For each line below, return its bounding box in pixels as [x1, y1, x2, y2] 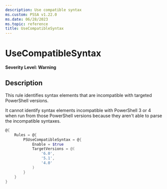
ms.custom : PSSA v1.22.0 [5, 12, 57, 17]
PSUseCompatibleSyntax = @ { [23, 137, 82, 142]
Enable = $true [32, 142, 64, 147]
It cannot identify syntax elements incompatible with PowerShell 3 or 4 [5, 107, 151, 113]
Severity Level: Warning [5, 64, 57, 70]
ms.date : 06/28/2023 [5, 17, 49, 22]
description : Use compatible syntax [5, 7, 82, 13]
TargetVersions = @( [32, 146, 75, 151]
